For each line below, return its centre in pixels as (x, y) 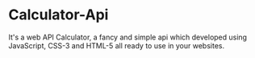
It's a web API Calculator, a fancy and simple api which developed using (128, 37)
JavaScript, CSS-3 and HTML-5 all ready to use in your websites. (116, 45)
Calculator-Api (59, 15)
